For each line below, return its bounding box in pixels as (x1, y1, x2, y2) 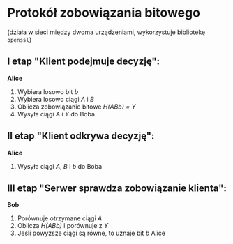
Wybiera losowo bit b (17, 87, 79, 96)
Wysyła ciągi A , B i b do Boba (17, 162, 103, 170)
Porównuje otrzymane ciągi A (17, 214, 103, 222)
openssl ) (7, 35, 32, 43)
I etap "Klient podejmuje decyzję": (7, 56, 160, 68)
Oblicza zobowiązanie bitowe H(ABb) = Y (17, 102, 136, 111)
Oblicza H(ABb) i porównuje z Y (17, 222, 109, 230)
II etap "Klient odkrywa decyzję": (7, 130, 155, 142)
